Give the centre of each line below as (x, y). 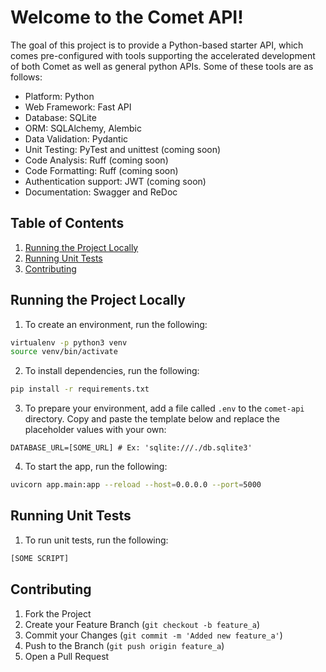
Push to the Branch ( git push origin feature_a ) (124, 645)
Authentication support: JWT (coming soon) (115, 181)
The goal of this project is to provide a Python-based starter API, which (157, 45)
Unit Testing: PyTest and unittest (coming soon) (123, 149)
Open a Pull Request (67, 656)
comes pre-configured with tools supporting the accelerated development (163, 55)
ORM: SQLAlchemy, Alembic (83, 128)
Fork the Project (58, 613)
